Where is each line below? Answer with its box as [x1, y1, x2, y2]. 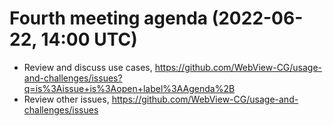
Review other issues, [23, 93, 110, 105]
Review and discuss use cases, [23, 61, 153, 73]
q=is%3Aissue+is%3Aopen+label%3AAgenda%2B [23, 82, 236, 94]
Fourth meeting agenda [9, 7, 209, 30]
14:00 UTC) [40, 28, 138, 51]
